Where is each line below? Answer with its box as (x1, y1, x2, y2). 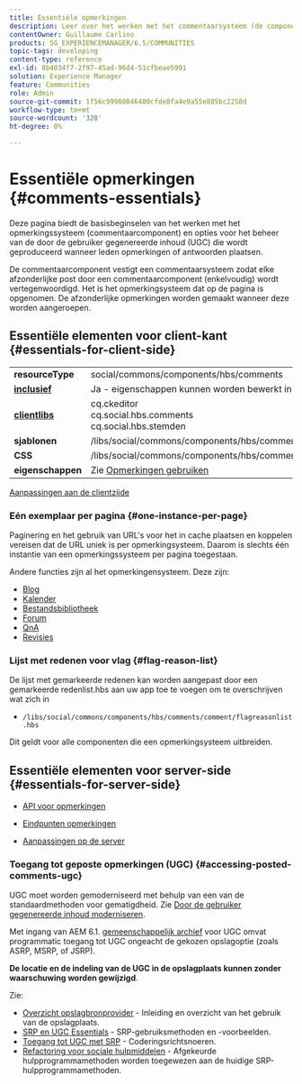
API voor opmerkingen (22, 801, 106, 812)
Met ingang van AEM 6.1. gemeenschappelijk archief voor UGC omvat (9, 926, 267, 937)
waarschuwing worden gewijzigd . (9, 972, 138, 983)
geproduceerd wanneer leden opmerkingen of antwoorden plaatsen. (9, 246, 263, 257)
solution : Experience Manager (9, 72, 123, 81)
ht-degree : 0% (9, 123, 63, 132)
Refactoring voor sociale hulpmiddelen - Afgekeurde (22, 1046, 218, 1057)
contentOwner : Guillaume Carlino (9, 30, 135, 39)
